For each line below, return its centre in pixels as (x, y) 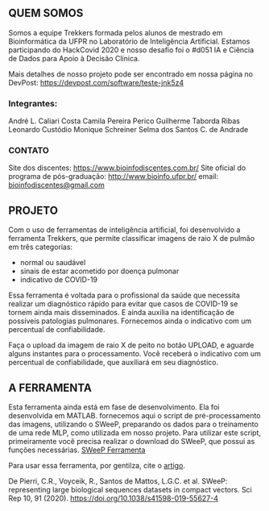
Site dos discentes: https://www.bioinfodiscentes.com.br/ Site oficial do (127, 168)
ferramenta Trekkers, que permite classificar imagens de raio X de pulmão (132, 239)
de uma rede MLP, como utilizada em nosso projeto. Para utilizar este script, (135, 433)
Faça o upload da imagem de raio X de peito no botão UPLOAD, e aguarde (131, 345)
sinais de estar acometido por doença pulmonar (99, 271)
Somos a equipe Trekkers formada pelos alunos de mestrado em (116, 32)
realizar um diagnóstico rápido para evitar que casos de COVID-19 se (123, 304)
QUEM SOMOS (46, 13)
